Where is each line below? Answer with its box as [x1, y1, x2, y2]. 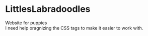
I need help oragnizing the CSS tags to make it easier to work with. [5, 25, 143, 31]
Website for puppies [5, 20, 47, 26]
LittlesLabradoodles [5, 3, 91, 15]
